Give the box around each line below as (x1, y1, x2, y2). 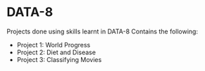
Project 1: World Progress (16, 40, 91, 49)
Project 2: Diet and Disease (16, 48, 97, 56)
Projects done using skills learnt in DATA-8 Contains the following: (6, 27, 199, 35)
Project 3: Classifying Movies (16, 55, 102, 63)
